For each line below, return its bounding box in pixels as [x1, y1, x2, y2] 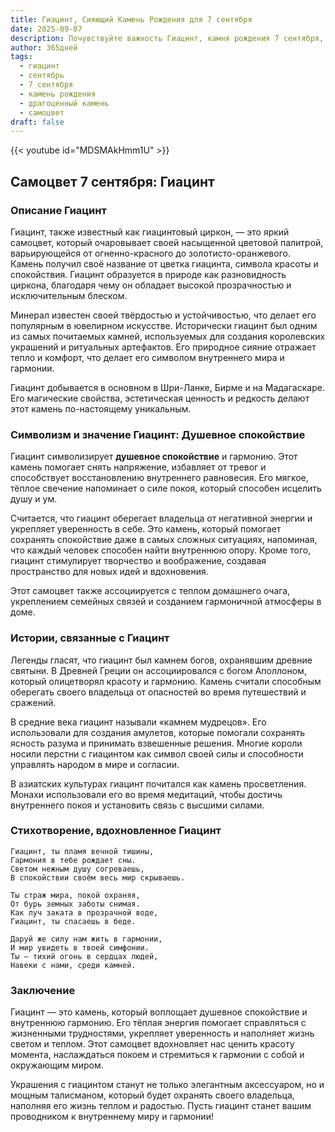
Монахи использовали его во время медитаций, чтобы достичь [10, 788, 283, 800]
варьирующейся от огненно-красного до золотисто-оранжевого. [10, 247, 291, 259]
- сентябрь [19, 71, 65, 81]
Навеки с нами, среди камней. [10, 960, 137, 970]
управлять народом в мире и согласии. [10, 758, 180, 770]
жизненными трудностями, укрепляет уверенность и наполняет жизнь [10, 1027, 315, 1040]
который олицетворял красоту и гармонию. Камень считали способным [10, 675, 322, 687]
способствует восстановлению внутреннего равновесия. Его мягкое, [10, 472, 309, 484]
